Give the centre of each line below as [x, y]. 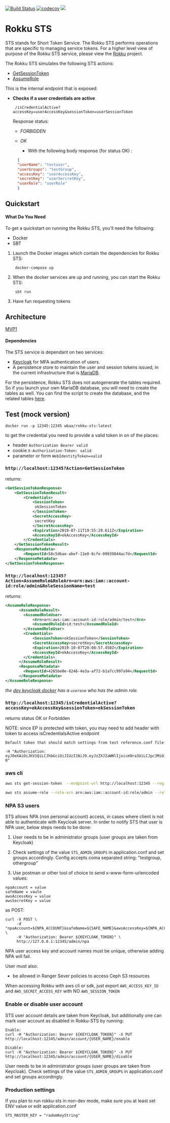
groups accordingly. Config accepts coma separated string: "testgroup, [87, 858]
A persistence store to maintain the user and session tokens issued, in [86, 367]
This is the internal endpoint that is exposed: [51, 88]
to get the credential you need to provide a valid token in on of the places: [82, 436]
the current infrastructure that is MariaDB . [56, 372]
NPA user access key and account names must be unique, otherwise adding [85, 951]
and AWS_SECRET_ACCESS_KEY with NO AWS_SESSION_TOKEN [62, 991]
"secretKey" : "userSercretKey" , [51, 179]
